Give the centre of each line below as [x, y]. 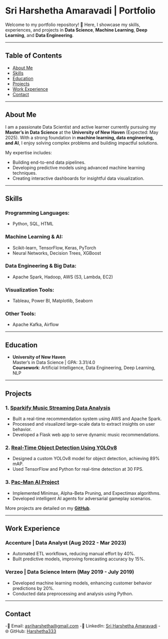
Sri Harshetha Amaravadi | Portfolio [80, 11]
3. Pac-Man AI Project [32, 482]
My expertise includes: [29, 152]
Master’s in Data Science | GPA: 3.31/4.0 [54, 363]
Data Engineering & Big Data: [41, 266]
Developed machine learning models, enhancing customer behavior [82, 583]
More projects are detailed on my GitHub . [48, 508]
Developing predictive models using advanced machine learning [78, 167]
